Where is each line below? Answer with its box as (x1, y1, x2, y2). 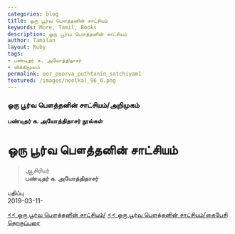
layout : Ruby (7, 44, 46, 51)
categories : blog (7, 10, 59, 18)
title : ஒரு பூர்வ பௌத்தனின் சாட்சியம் (7, 17, 108, 24)
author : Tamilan (7, 37, 56, 44)
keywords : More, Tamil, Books (7, 24, 98, 31)
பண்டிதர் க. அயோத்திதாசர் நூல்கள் (7, 116, 103, 125)
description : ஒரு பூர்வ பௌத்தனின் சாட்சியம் (7, 30, 127, 38)
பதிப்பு (7, 188, 24, 197)
